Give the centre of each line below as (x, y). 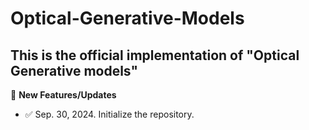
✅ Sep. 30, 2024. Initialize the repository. (109, 114)
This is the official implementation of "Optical (155, 55)
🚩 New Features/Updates (63, 95)
